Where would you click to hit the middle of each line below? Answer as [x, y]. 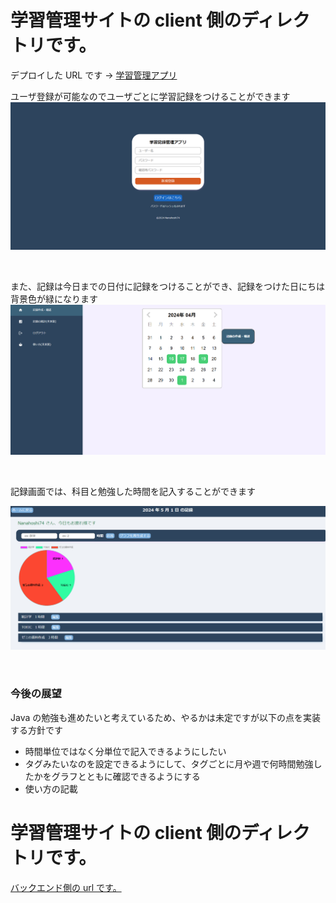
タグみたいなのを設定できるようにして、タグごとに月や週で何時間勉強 [169, 763]
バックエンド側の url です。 [66, 887]
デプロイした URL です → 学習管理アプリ [94, 75]
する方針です [36, 730]
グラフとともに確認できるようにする [126, 776]
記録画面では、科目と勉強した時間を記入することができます [133, 491]
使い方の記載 [51, 788]
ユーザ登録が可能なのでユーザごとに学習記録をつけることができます [150, 96]
